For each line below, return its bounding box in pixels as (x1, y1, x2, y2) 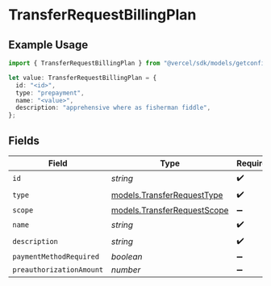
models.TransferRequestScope (111, 204, 229, 216)
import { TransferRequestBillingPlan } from (8, 59, 161, 67)
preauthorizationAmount (12, 265, 104, 274)
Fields (8, 133, 40, 147)
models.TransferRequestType (111, 190, 223, 201)
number (111, 264, 141, 275)
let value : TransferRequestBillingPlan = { (8, 74, 157, 82)
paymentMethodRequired (12, 252, 99, 261)
